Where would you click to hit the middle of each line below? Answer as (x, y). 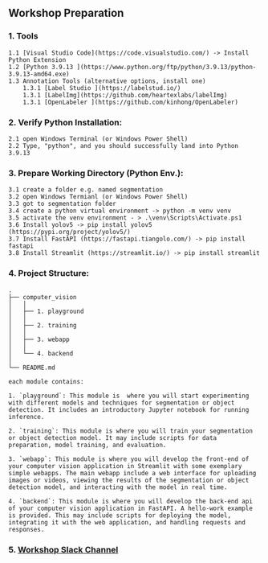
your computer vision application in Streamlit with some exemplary (125, 466)
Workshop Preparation (66, 13)
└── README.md (32, 368)
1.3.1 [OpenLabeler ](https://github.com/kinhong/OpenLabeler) (131, 102)
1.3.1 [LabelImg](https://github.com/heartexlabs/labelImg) (125, 95)
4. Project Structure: (49, 273)
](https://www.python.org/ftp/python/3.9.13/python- (166, 67)
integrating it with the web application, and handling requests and (127, 522)
